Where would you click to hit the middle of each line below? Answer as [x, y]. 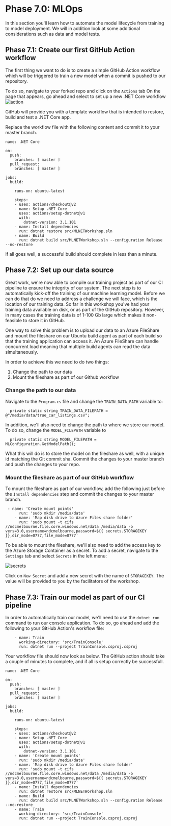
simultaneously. [22, 352]
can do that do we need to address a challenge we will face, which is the [81, 299]
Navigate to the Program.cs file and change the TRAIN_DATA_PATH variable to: [84, 401]
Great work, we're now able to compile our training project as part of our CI [84, 282]
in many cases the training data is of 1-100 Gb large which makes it [75, 315]
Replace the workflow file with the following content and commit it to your [82, 127]
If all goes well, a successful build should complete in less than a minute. [81, 254]
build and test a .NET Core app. [38, 117]
